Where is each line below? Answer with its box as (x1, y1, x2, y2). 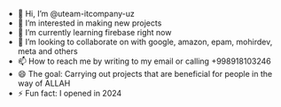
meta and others (17, 46, 78, 57)
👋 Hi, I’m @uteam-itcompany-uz (17, 9, 136, 19)
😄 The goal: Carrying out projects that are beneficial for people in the (17, 69, 273, 79)
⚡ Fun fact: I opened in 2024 (17, 88, 122, 98)
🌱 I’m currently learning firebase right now (17, 27, 172, 37)
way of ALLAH (17, 78, 71, 88)
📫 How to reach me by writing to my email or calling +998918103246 (17, 56, 272, 66)
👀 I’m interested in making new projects (17, 18, 162, 28)
